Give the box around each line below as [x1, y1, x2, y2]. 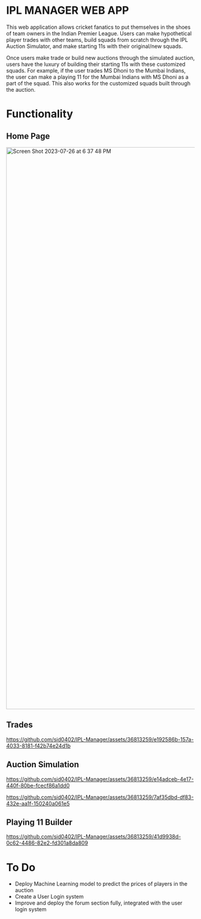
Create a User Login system [14, 893, 84, 900]
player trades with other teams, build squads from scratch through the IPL [6, 36, 188, 43]
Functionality [6, 107, 74, 121]
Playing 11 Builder [6, 817, 73, 827]
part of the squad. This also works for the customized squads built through [6, 79, 191, 87]
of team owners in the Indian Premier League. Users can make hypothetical [6, 29, 192, 37]
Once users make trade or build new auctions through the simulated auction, [6, 54, 195, 61]
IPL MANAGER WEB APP [6, 4, 129, 17]
